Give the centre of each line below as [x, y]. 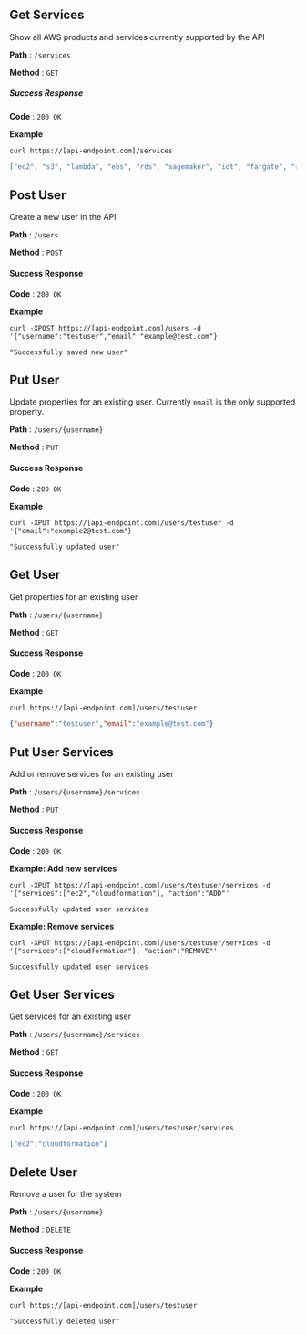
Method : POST [36, 252]
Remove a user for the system [66, 1194]
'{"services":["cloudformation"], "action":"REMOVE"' [114, 951]
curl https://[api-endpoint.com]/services [91, 151]
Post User [38, 195]
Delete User [44, 1172]
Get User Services [62, 994]
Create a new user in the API [63, 217]
